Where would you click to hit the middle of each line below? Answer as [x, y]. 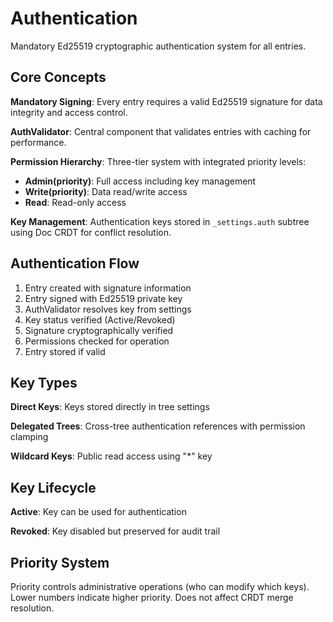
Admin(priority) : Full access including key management [140, 181]
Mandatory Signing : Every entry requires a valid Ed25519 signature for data [166, 101]
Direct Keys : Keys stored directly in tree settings [110, 407]
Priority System [60, 562]
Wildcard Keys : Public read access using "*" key [111, 456]
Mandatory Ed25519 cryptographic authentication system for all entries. [158, 46]
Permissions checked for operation [97, 341]
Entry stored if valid [65, 351]
